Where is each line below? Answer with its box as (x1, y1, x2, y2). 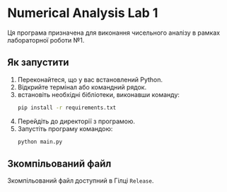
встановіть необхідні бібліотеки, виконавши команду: (17, 90, 180, 98)
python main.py (17, 138, 63, 145)
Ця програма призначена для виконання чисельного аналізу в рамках (7, 28, 221, 37)
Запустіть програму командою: (17, 124, 113, 132)
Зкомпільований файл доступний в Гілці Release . (7, 176, 154, 185)
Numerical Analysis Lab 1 (7, 5, 158, 21)
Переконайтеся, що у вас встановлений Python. (17, 75, 163, 84)
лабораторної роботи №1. (7, 35, 85, 44)
